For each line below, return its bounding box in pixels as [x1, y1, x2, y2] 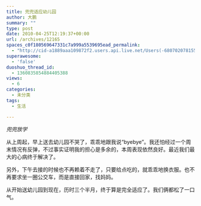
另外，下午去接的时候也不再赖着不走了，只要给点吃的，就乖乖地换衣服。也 [6, 165, 190, 173]
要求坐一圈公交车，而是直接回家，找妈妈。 [11, 173, 117, 180]
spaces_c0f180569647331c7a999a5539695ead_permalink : [6, 42, 141, 48]
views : [6, 75, 23, 81]
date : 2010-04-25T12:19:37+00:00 [6, 31, 90, 37]
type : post [6, 25, 33, 32]
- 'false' [11, 59, 36, 64]
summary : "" [6, 20, 36, 26]
